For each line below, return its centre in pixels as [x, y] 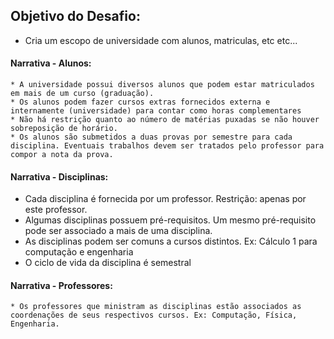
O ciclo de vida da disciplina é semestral [108, 263]
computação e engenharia [79, 252]
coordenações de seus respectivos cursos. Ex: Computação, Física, [154, 315]
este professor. [56, 210]
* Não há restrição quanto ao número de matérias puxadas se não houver [165, 120]
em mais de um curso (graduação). [82, 94]
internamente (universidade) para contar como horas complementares [156, 111]
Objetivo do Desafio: [75, 16]
